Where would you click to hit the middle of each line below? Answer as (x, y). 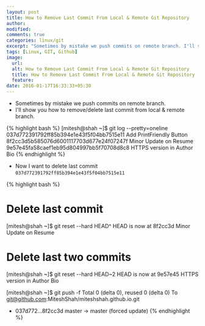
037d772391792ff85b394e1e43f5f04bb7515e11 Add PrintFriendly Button (97, 135)
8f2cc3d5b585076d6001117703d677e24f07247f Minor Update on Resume (100, 141)
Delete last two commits (69, 257)
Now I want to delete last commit (56, 166)
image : (15, 57)
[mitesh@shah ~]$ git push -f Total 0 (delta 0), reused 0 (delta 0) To (92, 292)
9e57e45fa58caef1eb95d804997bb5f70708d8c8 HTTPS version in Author (100, 148)
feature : (23, 80)
